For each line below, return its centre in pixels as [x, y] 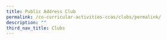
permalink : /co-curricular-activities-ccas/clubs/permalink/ [84, 17]
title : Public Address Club [41, 11]
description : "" [26, 22]
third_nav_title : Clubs [36, 28]
